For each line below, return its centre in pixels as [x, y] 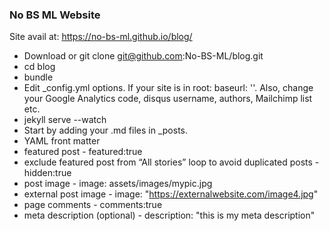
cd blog [39, 67]
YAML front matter [62, 141]
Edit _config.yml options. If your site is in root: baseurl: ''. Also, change [168, 88]
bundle [38, 77]
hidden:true [47, 173]
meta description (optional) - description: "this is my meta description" [169, 215]
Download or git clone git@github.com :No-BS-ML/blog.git [143, 56]
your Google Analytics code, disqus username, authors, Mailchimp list [168, 99]
